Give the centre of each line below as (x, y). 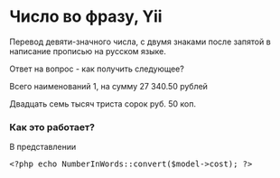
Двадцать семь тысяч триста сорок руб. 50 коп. (103, 103)
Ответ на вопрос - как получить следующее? (97, 69)
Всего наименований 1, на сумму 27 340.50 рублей (108, 86)
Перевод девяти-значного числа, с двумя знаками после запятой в (140, 42)
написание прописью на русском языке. (88, 51)
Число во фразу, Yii (86, 17)
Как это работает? (52, 126)
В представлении (43, 147)
